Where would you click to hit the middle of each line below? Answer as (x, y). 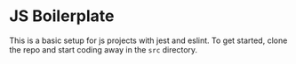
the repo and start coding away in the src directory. (104, 49)
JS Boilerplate (62, 16)
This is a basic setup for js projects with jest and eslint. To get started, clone (148, 40)
